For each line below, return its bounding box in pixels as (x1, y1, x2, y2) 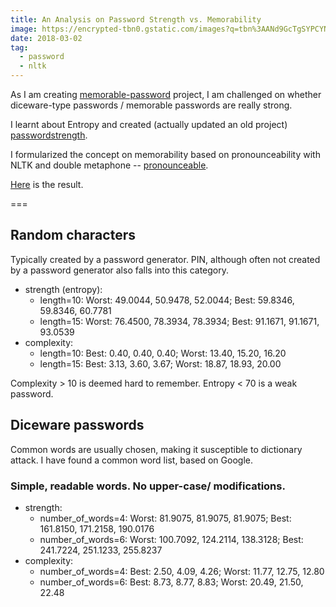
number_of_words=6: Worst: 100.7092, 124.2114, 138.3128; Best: (39, 533, 304, 545)
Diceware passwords (10, 417, 145, 434)
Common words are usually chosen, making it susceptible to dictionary (10, 443, 303, 455)
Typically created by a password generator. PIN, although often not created (10, 253, 321, 265)
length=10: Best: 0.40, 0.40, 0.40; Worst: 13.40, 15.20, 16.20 (39, 347, 287, 359)
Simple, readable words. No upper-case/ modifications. (10, 479, 286, 493)
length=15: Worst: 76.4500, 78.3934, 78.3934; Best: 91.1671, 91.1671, (39, 315, 320, 327)
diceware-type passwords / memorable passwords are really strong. (10, 99, 293, 111)
